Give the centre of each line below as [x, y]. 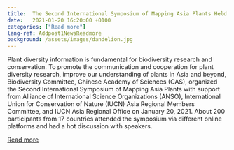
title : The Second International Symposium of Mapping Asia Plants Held [117, 14]
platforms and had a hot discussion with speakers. [80, 126]
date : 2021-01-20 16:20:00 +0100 [59, 20]
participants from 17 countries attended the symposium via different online [115, 119]
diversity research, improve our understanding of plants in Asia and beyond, [117, 75]
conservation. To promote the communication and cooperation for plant [110, 67]
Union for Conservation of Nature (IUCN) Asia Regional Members [101, 104]
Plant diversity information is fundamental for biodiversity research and [110, 59]
